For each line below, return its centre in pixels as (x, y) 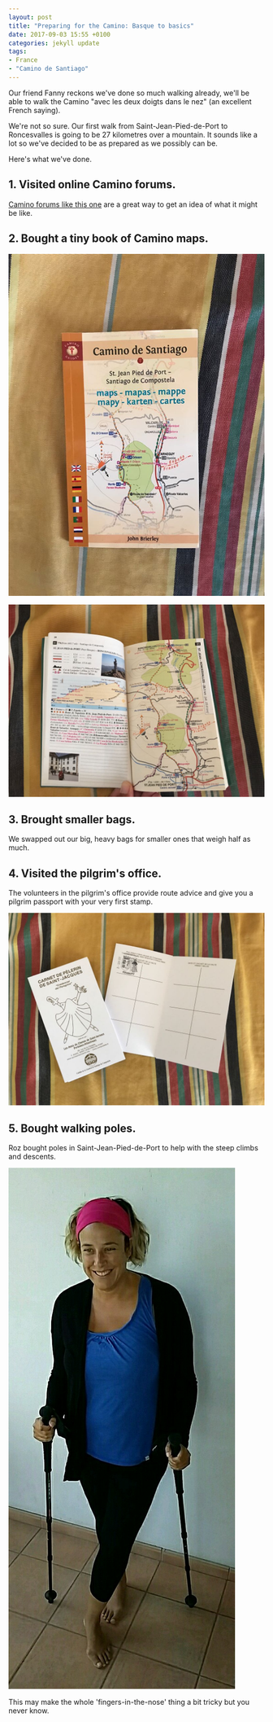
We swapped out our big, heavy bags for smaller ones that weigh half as (130, 839)
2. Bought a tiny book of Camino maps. (108, 239)
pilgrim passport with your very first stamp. (80, 902)
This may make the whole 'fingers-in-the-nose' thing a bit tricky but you (129, 1702)
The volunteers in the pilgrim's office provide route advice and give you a (131, 893)
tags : (17, 52)
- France (23, 60)
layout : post (30, 17)
